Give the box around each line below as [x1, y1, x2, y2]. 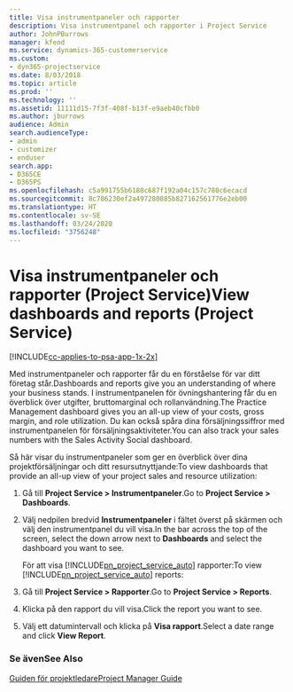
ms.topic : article [9, 79, 77, 88]
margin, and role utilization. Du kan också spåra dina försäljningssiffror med [9, 416, 285, 427]
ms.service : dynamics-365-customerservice [9, 46, 168, 55]
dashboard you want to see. [21, 543, 125, 554]
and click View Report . [21, 631, 106, 641]
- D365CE [9, 169, 42, 178]
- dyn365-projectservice [9, 63, 101, 72]
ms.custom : [9, 54, 50, 63]
